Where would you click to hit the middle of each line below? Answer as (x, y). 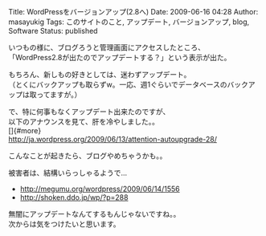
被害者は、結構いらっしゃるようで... (68, 173)
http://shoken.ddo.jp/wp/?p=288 (74, 197)
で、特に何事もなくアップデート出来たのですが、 (89, 112)
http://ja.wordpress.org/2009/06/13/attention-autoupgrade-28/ (113, 139)
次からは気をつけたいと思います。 (64, 224)
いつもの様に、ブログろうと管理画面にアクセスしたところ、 (106, 47)
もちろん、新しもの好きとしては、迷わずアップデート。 (100, 74)
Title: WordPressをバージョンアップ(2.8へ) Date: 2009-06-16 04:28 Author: (133, 12)
